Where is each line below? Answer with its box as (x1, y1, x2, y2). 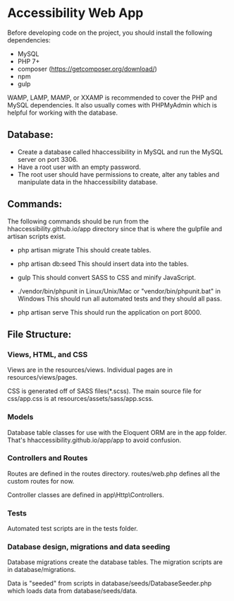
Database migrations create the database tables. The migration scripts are (7, 558, 223, 566)
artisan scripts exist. (7, 232, 66, 240)
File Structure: (7, 328, 72, 340)
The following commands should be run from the (7, 217, 149, 226)
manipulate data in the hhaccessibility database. (17, 177, 158, 186)
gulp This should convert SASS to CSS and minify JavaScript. (17, 273, 196, 281)
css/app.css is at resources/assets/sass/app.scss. (7, 395, 154, 403)
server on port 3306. (17, 155, 78, 163)
